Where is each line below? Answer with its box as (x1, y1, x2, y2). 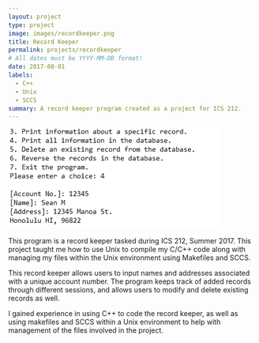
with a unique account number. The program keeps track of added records (8, 277, 251, 286)
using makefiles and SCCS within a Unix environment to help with (8, 317, 221, 327)
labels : (8, 71, 34, 79)
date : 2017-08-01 (8, 63, 66, 71)
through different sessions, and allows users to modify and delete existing (8, 285, 249, 295)
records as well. (8, 293, 60, 303)
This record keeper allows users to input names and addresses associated (8, 269, 250, 278)
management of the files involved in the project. (8, 326, 164, 335)
